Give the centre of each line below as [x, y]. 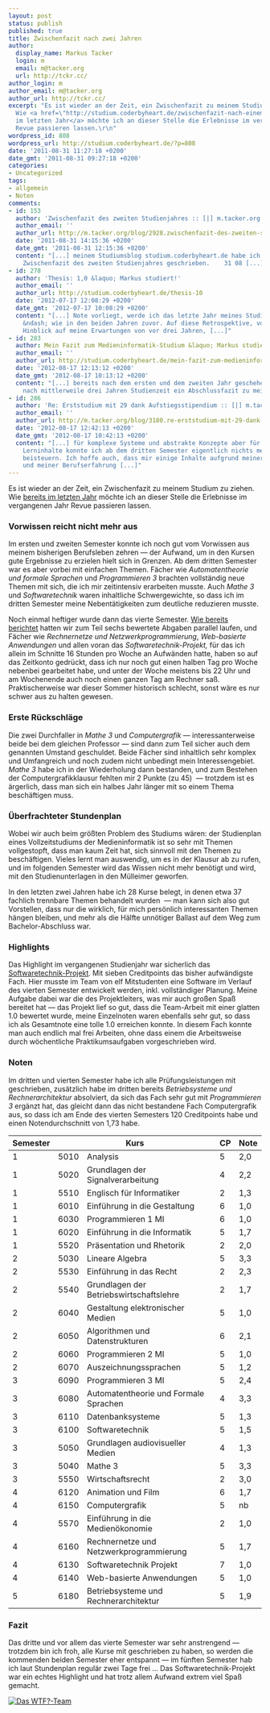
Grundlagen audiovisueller [137, 1442]
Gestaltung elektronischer [136, 1308]
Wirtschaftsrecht [119, 1478]
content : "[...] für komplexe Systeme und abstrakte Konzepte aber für [138, 443]
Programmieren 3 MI [126, 1380]
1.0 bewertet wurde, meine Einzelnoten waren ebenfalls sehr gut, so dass [129, 1016]
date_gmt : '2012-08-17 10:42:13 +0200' [82, 435]
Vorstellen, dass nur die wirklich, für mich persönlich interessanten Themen [133, 909]
